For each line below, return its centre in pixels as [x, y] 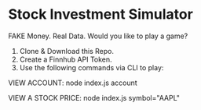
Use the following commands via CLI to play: [91, 67]
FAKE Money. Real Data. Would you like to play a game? [98, 36]
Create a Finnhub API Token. [66, 59]
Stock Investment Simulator [101, 14]
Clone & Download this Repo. [66, 51]
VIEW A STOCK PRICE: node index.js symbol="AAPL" [94, 98]
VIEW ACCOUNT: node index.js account [73, 83]
